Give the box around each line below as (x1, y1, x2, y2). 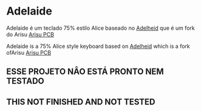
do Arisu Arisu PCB (6, 30, 55, 38)
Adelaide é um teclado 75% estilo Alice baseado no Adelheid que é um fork (6, 24, 196, 32)
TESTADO (6, 76, 44, 86)
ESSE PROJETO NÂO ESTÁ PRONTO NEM (6, 67, 164, 77)
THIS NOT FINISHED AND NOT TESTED (6, 96, 155, 107)
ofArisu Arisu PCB (6, 49, 52, 56)
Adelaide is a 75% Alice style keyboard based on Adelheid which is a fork (6, 42, 190, 50)
